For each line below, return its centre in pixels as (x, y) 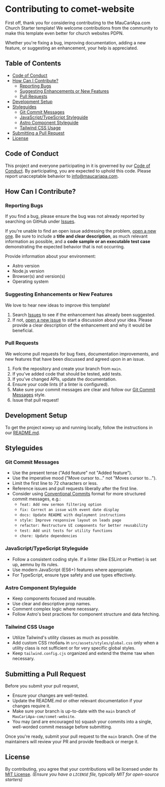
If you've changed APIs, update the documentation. (65, 379)
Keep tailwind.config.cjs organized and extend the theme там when (83, 653)
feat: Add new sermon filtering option (61, 505)
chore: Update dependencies (48, 536)
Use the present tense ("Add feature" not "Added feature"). (72, 473)
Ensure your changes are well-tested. (50, 695)
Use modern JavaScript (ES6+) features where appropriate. (73, 570)
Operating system (30, 281)
